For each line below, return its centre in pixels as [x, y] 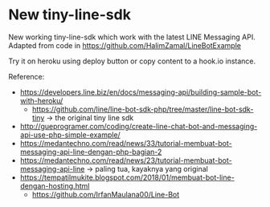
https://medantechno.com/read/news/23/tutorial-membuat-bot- [126, 160]
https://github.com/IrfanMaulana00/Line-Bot [106, 194]
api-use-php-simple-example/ [70, 135]
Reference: [27, 76]
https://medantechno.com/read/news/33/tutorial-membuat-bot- [126, 143]
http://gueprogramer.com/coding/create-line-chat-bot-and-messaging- [139, 126]
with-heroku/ [41, 100]
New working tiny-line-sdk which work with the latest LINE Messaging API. [132, 37]
